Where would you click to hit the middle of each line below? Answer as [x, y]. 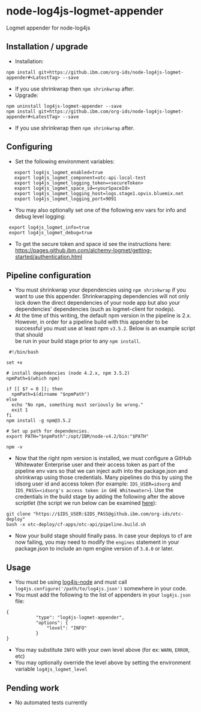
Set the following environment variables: [65, 161]
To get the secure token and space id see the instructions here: [93, 244]
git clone [19, 514]
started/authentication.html [48, 257]
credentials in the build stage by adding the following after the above [100, 497]
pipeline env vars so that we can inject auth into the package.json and [101, 471]
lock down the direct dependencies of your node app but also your [97, 303]
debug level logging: [40, 216]
